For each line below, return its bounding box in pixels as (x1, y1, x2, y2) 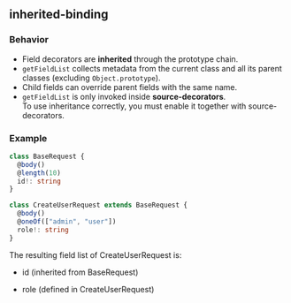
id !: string (17, 177, 62, 186)
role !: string (17, 225, 69, 234)
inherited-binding (9, 7, 109, 22)
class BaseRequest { (9, 152, 86, 161)
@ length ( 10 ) (17, 168, 62, 178)
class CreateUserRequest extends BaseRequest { (9, 201, 188, 210)
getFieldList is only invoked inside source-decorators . (21, 91, 226, 102)
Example (9, 132, 48, 144)
